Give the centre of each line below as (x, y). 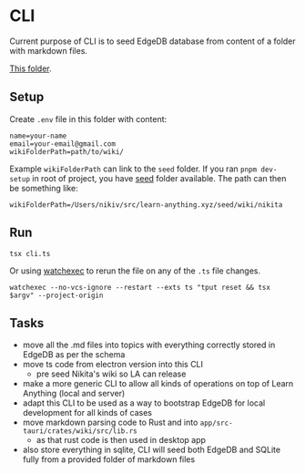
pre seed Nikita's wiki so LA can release (111, 374)
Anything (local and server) (74, 394)
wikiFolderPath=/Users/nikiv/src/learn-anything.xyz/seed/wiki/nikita (146, 205)
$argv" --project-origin (56, 295)
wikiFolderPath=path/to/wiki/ (67, 151)
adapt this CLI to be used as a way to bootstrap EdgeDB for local (144, 403)
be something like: (44, 188)
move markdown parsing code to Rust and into (110, 422)
